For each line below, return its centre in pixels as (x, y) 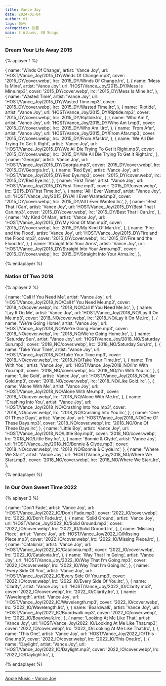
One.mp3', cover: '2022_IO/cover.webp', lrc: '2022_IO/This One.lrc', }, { (78, 639)
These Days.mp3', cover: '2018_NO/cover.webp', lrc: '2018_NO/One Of (77, 423)
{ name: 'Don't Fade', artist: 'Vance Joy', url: (50, 508)
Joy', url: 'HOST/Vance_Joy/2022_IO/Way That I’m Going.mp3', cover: (76, 560)
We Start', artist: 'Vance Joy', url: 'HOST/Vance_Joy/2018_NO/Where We (79, 454)
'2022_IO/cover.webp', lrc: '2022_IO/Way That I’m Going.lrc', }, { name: (77, 565)
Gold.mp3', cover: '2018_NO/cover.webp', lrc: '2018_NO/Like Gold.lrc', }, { (80, 381)
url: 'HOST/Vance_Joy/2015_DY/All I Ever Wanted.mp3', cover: (68, 196)
